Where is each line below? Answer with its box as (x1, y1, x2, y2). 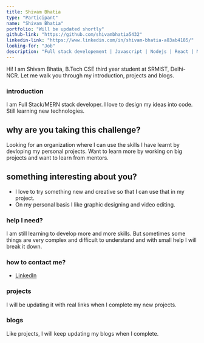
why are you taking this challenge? (6, 125, 141, 135)
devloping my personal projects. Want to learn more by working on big (6, 147, 183, 155)
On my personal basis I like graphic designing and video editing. (15, 200, 175, 208)
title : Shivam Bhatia (6, 9, 61, 15)
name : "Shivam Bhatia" (6, 20, 64, 26)
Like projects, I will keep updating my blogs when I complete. (6, 330, 159, 337)
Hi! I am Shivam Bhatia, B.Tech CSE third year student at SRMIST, (6, 65, 169, 72)
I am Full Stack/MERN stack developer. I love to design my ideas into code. (6, 101, 193, 108)
